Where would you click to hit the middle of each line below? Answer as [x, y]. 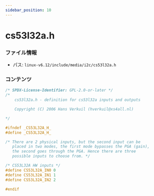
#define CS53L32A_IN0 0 [31, 170]
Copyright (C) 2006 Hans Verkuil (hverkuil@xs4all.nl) [74, 109]
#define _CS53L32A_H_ [28, 132]
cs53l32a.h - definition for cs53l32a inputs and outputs [78, 100]
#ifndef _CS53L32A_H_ [28, 128]
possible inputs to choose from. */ [51, 156]
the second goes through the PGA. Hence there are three [74, 152]
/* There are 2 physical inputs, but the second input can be [73, 142]
